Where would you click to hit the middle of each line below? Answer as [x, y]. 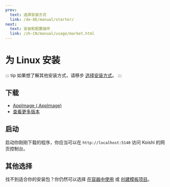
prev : [11, 10]
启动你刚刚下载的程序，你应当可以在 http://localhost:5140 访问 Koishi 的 [83, 142]
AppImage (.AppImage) [37, 105]
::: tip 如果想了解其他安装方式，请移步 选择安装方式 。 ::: [64, 75]
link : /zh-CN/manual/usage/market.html [52, 34]
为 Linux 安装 [33, 60]
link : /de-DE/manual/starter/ [42, 19]
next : [11, 24]
